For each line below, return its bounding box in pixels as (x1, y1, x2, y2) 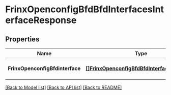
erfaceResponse (5, 14, 77, 26)
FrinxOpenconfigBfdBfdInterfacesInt (5, 4, 164, 15)
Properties (5, 35, 40, 43)
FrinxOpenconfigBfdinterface (8, 65, 81, 72)
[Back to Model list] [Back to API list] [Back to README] (5, 84, 122, 90)
